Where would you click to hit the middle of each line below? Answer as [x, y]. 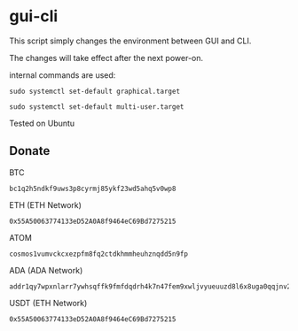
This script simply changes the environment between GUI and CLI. [130, 41]
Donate [30, 151]
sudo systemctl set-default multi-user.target [97, 107]
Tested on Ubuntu [42, 123]
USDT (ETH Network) [48, 303]
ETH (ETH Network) [46, 204]
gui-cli [34, 16]
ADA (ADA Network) [46, 270]
